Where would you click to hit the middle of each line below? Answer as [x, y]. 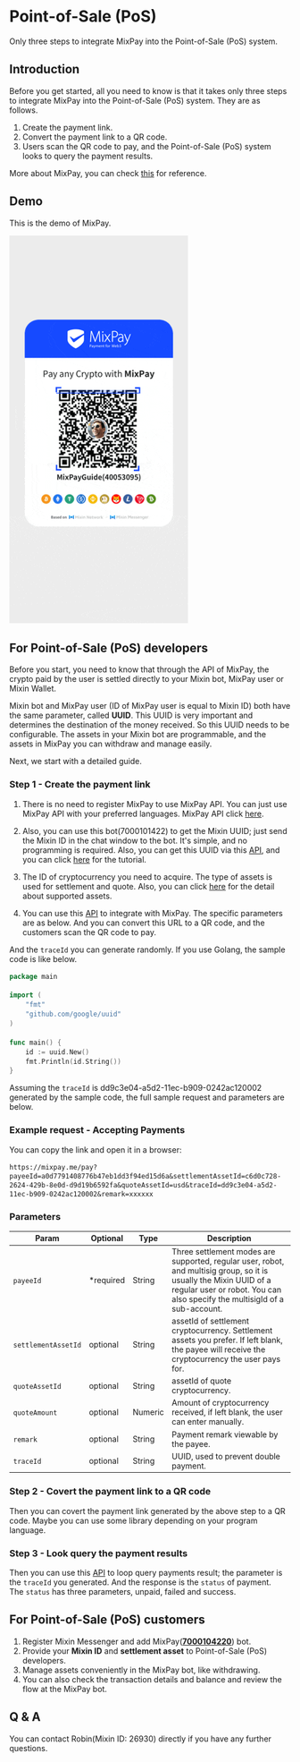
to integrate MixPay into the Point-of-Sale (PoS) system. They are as [135, 100]
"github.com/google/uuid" [74, 1014]
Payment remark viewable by [225, 1434]
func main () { [36, 1043]
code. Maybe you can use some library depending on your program [133, 1520]
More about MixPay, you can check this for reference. [108, 173]
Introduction [45, 69]
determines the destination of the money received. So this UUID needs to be [150, 725]
